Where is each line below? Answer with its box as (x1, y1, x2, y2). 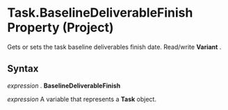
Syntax (7, 63, 39, 74)
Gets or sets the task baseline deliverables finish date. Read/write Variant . (7, 42, 222, 51)
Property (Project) (7, 19, 114, 36)
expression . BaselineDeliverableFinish (7, 81, 121, 90)
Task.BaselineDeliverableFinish (7, 5, 193, 21)
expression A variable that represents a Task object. (7, 95, 156, 103)
